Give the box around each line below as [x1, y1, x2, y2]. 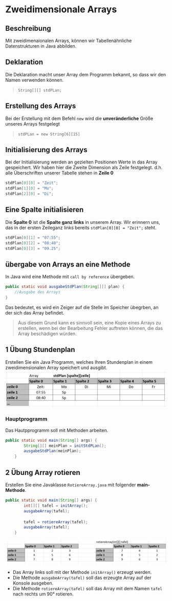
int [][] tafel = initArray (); [24, 503, 88, 508]
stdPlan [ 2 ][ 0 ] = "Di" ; [5, 191, 54, 197]
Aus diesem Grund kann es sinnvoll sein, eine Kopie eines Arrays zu [17, 319, 161, 326]
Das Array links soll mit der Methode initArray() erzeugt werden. [12, 569, 152, 575]
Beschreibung [5, 24, 51, 33]
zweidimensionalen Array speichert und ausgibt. [5, 364, 107, 370]
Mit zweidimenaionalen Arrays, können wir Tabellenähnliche [5, 37, 132, 44]
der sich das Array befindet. [5, 309, 64, 316]
